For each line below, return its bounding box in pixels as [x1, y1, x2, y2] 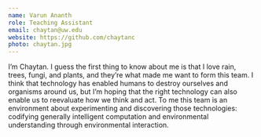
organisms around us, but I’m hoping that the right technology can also [8, 87, 237, 96]
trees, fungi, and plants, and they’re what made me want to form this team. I [8, 70, 254, 80]
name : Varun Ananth [8, 11, 72, 20]
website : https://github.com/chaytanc [8, 33, 135, 41]
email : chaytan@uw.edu [8, 26, 83, 34]
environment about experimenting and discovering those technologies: [8, 103, 237, 114]
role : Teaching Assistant [8, 19, 93, 27]
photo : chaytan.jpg [8, 41, 72, 49]
